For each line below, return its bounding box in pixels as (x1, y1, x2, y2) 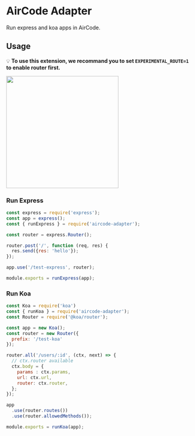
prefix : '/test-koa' (11, 336, 63, 342)
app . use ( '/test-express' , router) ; (6, 264, 95, 270)
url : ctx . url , (17, 374, 52, 380)
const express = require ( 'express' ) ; (6, 210, 100, 216)
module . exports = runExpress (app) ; (6, 275, 95, 282)
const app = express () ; (6, 215, 66, 221)
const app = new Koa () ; (6, 325, 66, 331)
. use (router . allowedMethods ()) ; (11, 413, 93, 419)
